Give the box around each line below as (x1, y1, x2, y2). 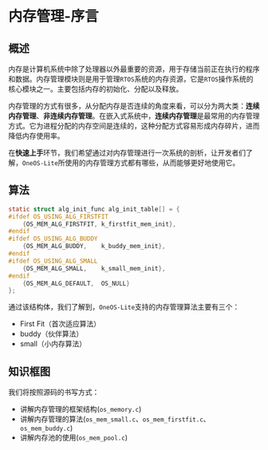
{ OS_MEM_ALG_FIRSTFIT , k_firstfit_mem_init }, (22, 220, 177, 228)
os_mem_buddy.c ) (19, 424, 73, 433)
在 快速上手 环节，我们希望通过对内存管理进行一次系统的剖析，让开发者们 (8, 148, 246, 157)
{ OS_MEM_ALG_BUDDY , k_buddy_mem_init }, (22, 243, 166, 251)
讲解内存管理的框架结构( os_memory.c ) (19, 405, 142, 414)
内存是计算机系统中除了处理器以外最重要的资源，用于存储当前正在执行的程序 (8, 65, 260, 73)
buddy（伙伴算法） (19, 329, 84, 339)
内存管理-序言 (8, 7, 100, 26)
